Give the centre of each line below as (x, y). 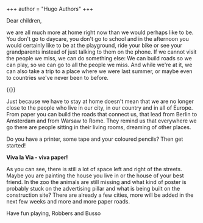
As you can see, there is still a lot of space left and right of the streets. (94, 169)
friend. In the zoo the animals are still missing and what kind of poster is (97, 182)
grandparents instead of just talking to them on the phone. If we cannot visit (101, 52)
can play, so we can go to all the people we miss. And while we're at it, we (99, 65)
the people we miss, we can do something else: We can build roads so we (99, 58)
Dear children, (24, 20)
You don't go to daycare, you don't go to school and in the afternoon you (98, 39)
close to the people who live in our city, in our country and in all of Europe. (100, 108)
